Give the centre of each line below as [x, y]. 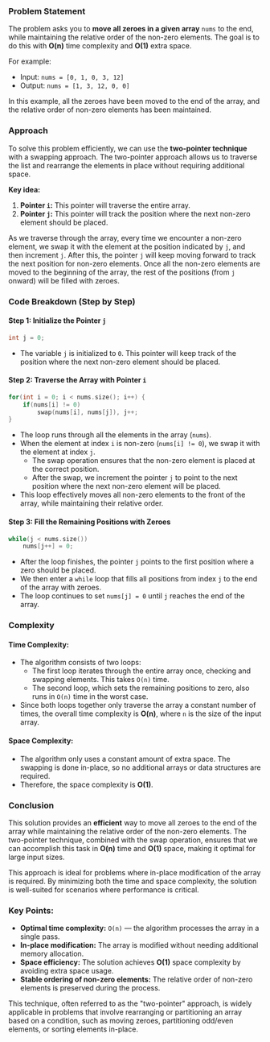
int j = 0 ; [27, 337]
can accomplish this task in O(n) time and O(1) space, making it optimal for [132, 848]
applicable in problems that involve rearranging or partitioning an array [125, 1012]
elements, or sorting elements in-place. [74, 1029]
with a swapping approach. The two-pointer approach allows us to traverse [133, 157]
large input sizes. [37, 857]
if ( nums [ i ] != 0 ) [52, 404]
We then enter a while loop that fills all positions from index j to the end [139, 579]
